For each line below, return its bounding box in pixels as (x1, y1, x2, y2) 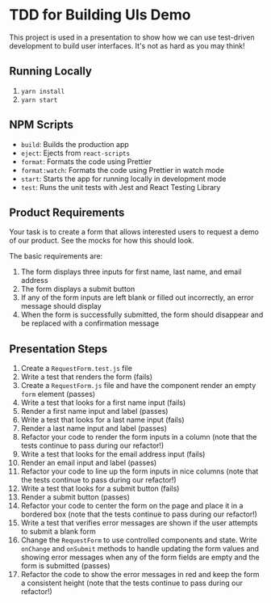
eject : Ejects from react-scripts (20, 148, 131, 158)
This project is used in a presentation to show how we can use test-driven (9, 32, 255, 42)
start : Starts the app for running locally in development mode (20, 174, 227, 183)
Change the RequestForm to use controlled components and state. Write (20, 535, 257, 545)
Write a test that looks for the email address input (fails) (20, 449, 206, 459)
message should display (20, 301, 102, 311)
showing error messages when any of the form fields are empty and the (20, 552, 261, 563)
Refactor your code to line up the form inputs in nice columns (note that (20, 466, 259, 476)
